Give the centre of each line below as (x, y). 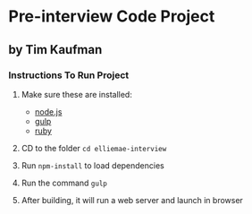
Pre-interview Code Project (112, 17)
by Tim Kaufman (55, 50)
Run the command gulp (64, 183)
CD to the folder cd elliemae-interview (94, 148)
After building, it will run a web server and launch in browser (132, 200)
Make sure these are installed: (77, 94)
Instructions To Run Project (69, 75)
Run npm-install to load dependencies (92, 165)
